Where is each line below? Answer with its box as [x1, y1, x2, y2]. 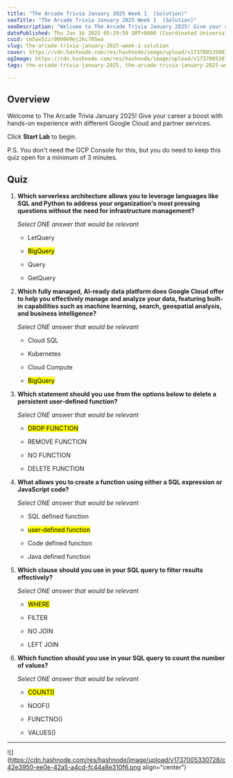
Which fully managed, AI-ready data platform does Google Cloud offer [17, 287, 224, 295]
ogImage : [7, 55, 33, 62]
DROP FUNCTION [27, 424, 78, 433]
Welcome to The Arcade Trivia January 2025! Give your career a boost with [7, 112, 223, 120]
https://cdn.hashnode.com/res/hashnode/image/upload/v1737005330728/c [9, 756, 226, 764]
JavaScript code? [17, 485, 69, 494]
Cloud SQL [27, 336, 59, 345]
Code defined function [27, 539, 92, 548]
